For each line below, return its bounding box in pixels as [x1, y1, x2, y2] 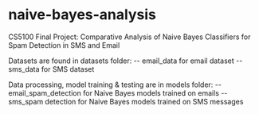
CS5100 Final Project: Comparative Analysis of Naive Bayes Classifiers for [8, 32, 251, 41]
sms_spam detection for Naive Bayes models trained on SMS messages [8, 96, 244, 106]
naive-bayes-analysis [8, 6, 157, 24]
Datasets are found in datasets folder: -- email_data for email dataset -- [8, 56, 243, 65]
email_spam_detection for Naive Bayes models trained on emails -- [8, 88, 228, 97]
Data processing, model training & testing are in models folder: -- [8, 80, 222, 89]
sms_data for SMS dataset [8, 64, 95, 73]
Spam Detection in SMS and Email [8, 40, 120, 49]
